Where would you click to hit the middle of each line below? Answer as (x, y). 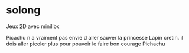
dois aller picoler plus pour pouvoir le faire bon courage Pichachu (86, 44)
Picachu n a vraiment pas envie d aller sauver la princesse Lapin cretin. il (94, 37)
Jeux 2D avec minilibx (33, 26)
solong (23, 10)
